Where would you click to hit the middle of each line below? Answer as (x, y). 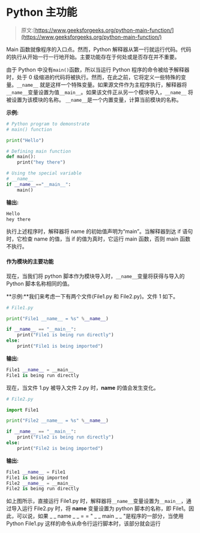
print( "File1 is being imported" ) (60, 347)
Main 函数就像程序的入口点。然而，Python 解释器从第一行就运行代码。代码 (99, 49)
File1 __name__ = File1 (36, 472)
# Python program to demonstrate (48, 124)
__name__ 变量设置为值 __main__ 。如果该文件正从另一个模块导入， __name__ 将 (100, 92)
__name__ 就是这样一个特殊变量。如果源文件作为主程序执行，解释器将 (102, 84)
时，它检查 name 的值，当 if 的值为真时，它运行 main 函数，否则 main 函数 (98, 239)
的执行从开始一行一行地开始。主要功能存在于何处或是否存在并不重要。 (93, 57)
